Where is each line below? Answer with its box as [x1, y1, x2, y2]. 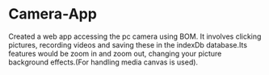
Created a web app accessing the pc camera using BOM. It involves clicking [8, 31, 262, 41]
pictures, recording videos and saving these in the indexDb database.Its [8, 40, 248, 49]
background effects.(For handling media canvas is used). [8, 57, 199, 67]
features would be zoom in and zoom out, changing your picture [8, 48, 222, 58]
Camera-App [8, 5, 97, 23]
